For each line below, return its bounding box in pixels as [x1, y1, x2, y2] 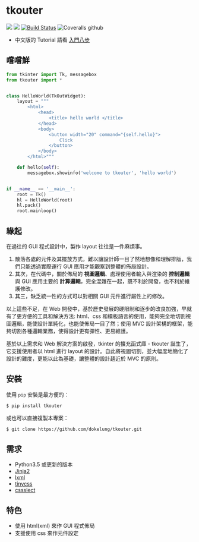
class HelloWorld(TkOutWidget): [6, 93, 86, 99]
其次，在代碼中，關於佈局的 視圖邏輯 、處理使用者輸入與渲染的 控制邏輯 [14, 270, 190, 277]
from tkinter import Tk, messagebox [6, 71, 97, 77]
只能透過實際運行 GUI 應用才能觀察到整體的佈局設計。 [20, 263, 153, 270]
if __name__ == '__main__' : [6, 185, 76, 192]
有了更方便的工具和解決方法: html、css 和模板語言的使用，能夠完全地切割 [6, 313, 186, 320]
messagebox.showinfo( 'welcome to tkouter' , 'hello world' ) [27, 170, 177, 176]
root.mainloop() [17, 208, 58, 214]
